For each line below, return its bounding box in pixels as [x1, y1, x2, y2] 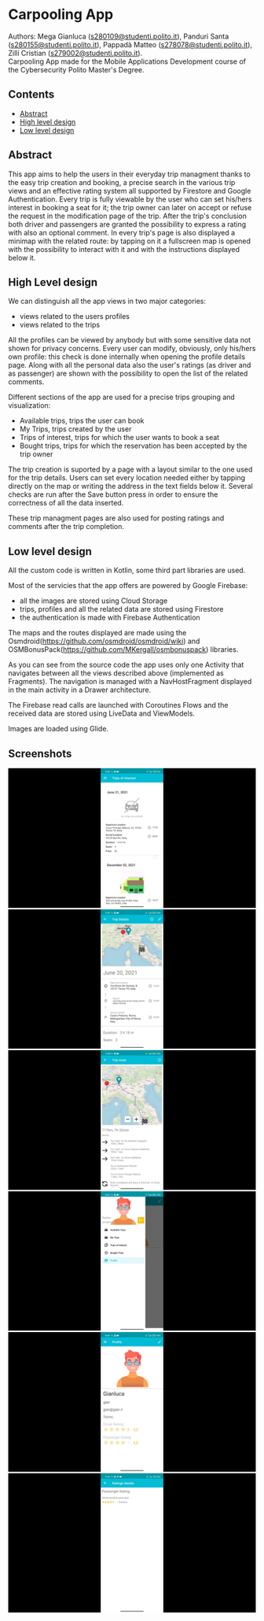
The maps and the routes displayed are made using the [8, 628, 187, 638]
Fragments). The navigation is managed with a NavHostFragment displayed [8, 677, 252, 687]
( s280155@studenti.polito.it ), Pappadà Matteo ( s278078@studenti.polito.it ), [8, 39, 253, 49]
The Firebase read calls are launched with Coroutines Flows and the [8, 701, 229, 710]
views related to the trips [19, 320, 101, 330]
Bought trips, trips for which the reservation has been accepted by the [19, 441, 247, 450]
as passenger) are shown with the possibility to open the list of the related [8, 368, 248, 379]
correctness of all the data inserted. [8, 498, 124, 508]
